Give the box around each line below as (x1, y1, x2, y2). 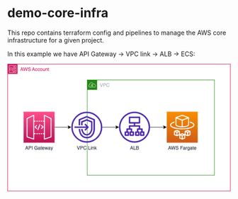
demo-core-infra (7, 5, 108, 21)
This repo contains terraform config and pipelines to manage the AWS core (7, 28, 227, 37)
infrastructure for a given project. (7, 35, 104, 44)
